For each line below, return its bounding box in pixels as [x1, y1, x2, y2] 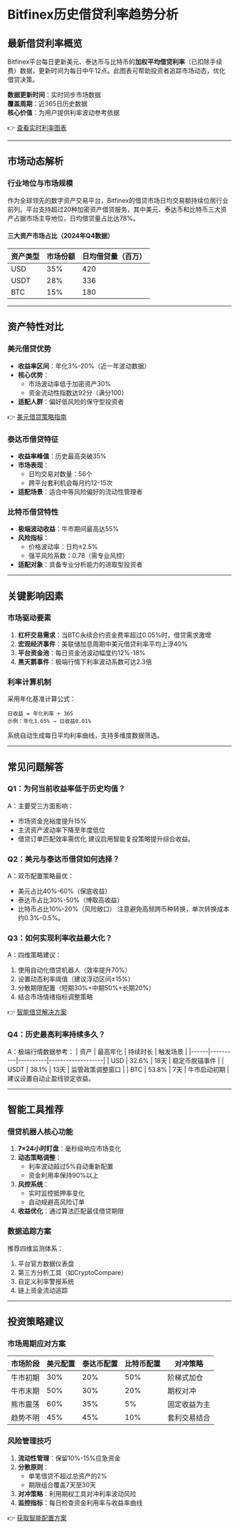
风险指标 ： [17, 533, 50, 543]
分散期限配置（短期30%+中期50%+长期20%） [17, 984, 155, 992]
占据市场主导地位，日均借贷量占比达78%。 [13, 213, 140, 222]
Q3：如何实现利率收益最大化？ [7, 933, 112, 943]
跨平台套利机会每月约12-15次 [28, 478, 113, 487]
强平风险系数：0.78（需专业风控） [28, 551, 129, 560]
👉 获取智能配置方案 [7, 1513, 68, 1522]
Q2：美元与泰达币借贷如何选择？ [7, 854, 120, 864]
